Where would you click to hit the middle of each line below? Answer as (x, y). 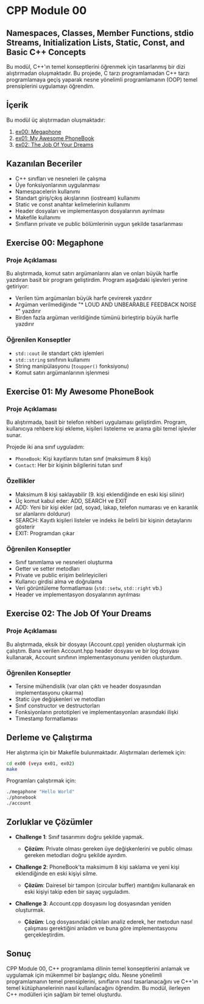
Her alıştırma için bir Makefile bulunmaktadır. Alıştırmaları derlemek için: (96, 752)
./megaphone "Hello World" (40, 792)
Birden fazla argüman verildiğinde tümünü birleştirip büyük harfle (97, 318)
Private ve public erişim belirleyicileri (61, 575)
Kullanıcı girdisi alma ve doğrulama (58, 581)
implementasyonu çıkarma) (49, 692)
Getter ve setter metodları (47, 568)
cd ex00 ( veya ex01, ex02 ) (40, 764)
